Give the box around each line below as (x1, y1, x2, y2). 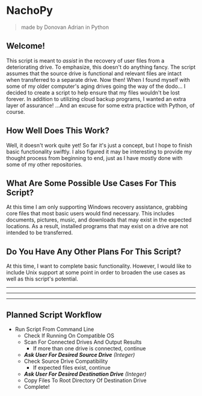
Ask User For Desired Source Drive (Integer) (23, 351, 135, 358)
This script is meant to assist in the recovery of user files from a (6, 57, 165, 64)
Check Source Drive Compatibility (23, 357, 108, 365)
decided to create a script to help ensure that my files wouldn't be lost (6, 88, 180, 96)
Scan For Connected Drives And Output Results (23, 338, 142, 345)
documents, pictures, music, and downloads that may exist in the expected (6, 216, 192, 223)
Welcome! (6, 41, 45, 51)
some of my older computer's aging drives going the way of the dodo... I (6, 82, 186, 90)
